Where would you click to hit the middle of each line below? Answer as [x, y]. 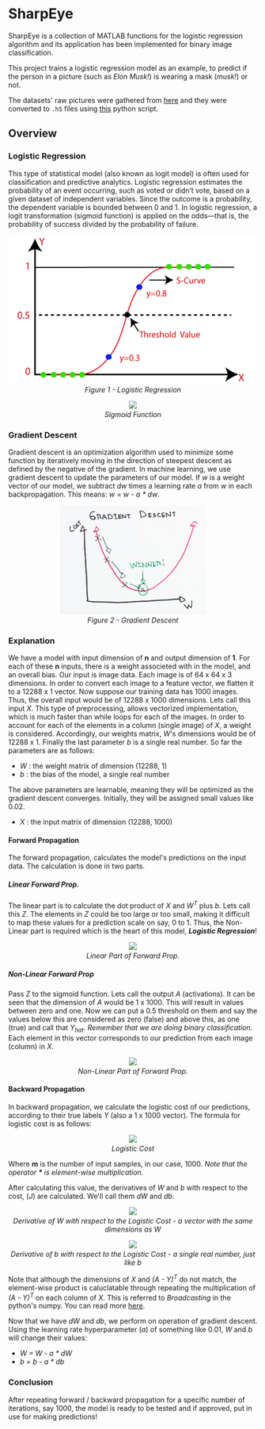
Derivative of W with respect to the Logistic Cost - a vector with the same [133, 1221]
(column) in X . [31, 1046]
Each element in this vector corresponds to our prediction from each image [131, 1038]
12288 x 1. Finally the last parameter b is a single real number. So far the [125, 742]
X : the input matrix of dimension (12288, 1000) [96, 822]
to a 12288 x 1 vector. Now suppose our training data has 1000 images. [123, 692]
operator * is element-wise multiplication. [76, 1172]
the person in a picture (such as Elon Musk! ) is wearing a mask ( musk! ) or [128, 76]
